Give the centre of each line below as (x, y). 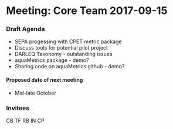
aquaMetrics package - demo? (52, 60)
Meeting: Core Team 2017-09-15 (87, 11)
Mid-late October (35, 93)
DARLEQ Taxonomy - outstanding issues (63, 54)
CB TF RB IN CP (26, 120)
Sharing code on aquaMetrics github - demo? (69, 67)
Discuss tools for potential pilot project (61, 48)
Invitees (18, 108)
